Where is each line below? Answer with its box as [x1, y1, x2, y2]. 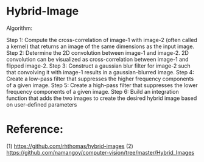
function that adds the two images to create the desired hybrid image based [6, 94, 197, 102]
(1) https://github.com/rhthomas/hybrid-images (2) [6, 142, 134, 150]
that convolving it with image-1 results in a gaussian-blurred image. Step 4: [6, 68, 195, 76]
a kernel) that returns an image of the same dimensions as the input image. [6, 43, 195, 50]
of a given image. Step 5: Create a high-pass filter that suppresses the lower [6, 81, 198, 89]
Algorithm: [6, 24, 32, 32]
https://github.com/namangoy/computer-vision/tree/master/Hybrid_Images [6, 149, 195, 156]
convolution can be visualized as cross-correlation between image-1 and [6, 55, 189, 63]
